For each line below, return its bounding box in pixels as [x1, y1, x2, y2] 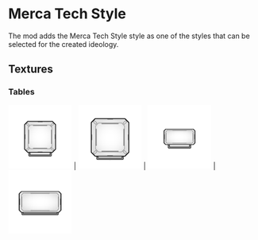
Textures [8, 63, 54, 76]
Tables [8, 87, 35, 98]
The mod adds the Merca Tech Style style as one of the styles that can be [8, 31, 250, 41]
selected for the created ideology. [8, 39, 119, 48]
